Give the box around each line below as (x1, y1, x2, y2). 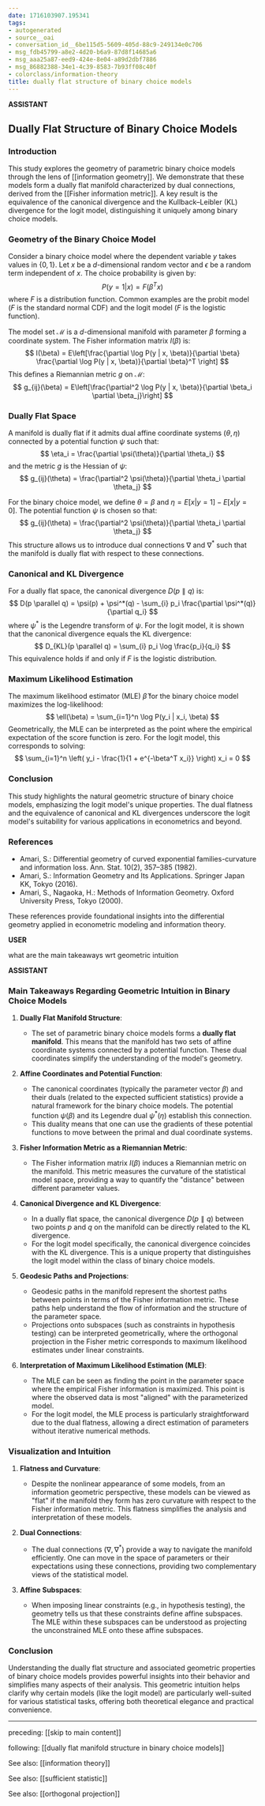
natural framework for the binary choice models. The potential (31, 1101, 233, 1110)
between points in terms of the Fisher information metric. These (31, 1294, 239, 1304)
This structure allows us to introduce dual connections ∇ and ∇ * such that (8, 539, 247, 550)
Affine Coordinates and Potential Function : (19, 1069, 163, 1079)
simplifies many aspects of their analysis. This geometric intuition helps (8, 1680, 241, 1690)
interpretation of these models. (31, 1513, 132, 1523)
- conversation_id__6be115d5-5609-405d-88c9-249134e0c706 (8, 41, 203, 49)
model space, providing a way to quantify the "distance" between (31, 1174, 244, 1185)
